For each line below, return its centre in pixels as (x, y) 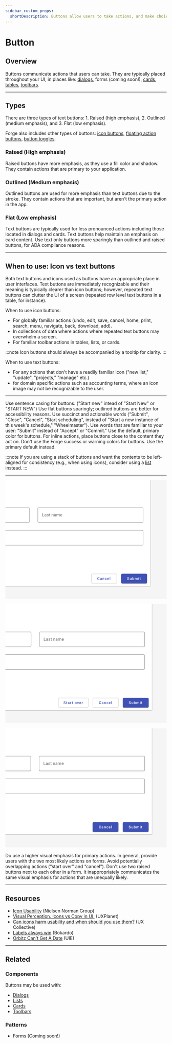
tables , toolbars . (22, 84)
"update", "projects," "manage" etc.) (51, 377)
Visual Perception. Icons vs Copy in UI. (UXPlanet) (66, 916)
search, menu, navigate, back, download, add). (62, 326)
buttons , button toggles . (31, 139)
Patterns (16, 1024)
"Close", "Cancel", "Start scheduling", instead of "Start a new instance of (82, 420)
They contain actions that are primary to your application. (66, 169)
